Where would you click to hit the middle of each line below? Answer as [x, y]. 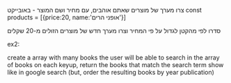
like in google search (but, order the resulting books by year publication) [111, 72]
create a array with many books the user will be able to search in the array [114, 57]
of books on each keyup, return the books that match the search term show [115, 65]
